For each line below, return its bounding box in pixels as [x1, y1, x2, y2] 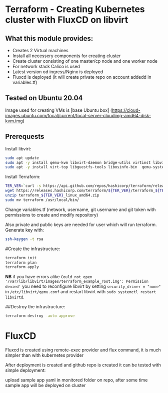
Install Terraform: [5, 174, 41, 180]
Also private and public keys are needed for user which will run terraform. [5, 222, 157, 228]
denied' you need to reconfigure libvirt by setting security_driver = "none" [5, 283, 161, 289]
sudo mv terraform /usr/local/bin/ [5, 197, 79, 203]
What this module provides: [5, 34, 93, 43]
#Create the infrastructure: [5, 246, 60, 252]
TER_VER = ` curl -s [5, 183, 41, 188]
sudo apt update [5, 155, 39, 160]
